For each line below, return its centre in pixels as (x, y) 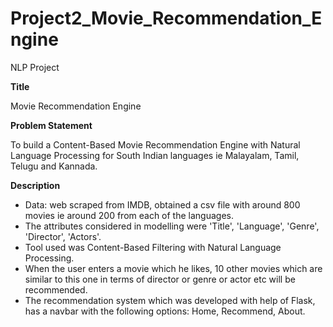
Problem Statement (51, 125)
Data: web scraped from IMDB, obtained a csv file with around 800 (162, 204)
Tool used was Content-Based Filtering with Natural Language (153, 247)
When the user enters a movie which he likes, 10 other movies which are (173, 268)
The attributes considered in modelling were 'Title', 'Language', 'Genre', (172, 226)
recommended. (56, 289)
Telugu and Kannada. (54, 166)
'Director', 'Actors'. (63, 236)
